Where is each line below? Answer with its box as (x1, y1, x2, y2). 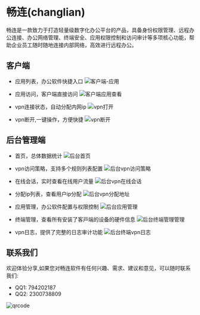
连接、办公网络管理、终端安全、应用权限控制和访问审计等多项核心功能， (11, 34, 189, 41)
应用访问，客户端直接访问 (14, 90, 78, 98)
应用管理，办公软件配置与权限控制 (14, 203, 99, 210)
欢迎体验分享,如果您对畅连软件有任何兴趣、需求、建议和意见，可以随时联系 (6, 265, 191, 272)
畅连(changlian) (6, 5, 85, 19)
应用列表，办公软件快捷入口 (14, 77, 84, 84)
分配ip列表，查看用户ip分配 (14, 190, 82, 198)
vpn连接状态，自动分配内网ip (14, 103, 87, 110)
